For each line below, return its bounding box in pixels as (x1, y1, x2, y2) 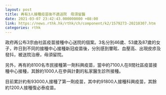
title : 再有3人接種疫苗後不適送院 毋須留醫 (5, 12, 85, 17)
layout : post (5, 7, 32, 12)
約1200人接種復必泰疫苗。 (5, 85, 58, 91)
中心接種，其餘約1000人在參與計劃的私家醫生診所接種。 (9, 68, 124, 74)
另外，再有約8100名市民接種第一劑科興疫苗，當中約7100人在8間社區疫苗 (5, 62, 153, 68)
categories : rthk (5, 25, 41, 30)
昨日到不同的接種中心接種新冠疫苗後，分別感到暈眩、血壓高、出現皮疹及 (13, 46, 161, 51)
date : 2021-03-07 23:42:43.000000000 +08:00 (5, 16, 98, 21)
